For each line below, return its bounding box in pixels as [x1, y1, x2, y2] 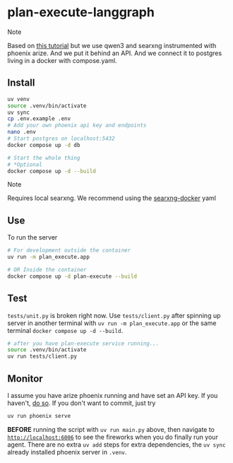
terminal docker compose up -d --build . [7, 326, 124, 334]
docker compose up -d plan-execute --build [7, 273, 138, 280]
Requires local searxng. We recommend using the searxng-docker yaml [7, 194, 217, 202]
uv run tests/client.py [7, 353, 78, 361]
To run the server [7, 233, 58, 242]
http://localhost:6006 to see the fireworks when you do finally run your [7, 433, 219, 441]
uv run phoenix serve [7, 412, 71, 419]
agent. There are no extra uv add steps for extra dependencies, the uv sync [7, 440, 226, 449]
